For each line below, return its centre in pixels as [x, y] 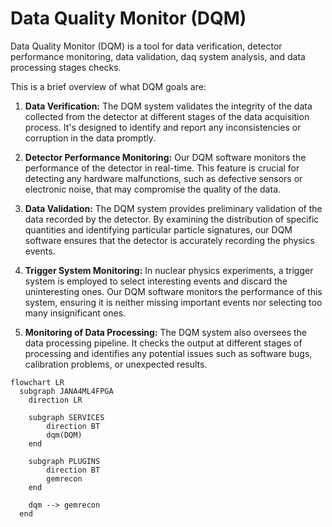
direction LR [55, 400]
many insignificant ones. [75, 313]
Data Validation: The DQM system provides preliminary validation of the [173, 208]
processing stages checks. [66, 67]
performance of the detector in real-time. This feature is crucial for [162, 168]
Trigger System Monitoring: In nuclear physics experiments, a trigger [169, 270]
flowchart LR [37, 382]
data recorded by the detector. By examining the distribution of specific [172, 219]
